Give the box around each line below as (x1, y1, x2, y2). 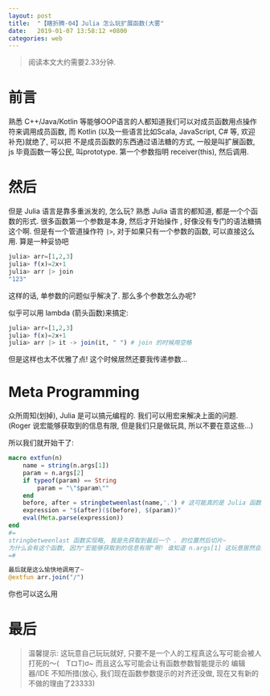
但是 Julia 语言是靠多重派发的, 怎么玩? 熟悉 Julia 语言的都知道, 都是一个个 (8, 206, 252, 216)
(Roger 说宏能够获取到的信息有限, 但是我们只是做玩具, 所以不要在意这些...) (8, 420, 254, 431)
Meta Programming (8, 383, 140, 401)
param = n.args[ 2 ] (22, 469, 84, 477)
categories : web (8, 34, 63, 43)
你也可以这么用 (8, 589, 58, 599)
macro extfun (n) (8, 454, 63, 462)
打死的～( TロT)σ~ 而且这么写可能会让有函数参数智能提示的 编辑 (27, 658, 246, 669)
